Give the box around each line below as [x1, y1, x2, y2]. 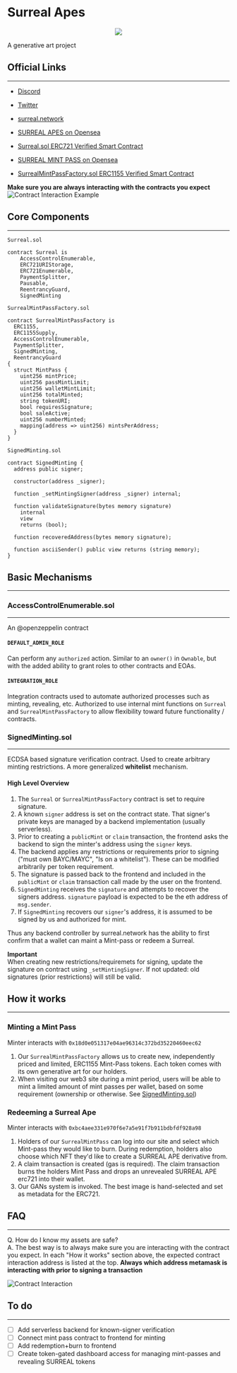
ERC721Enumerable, [20, 267, 74, 275]
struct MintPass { [13, 366, 68, 374]
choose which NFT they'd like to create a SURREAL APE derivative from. [17, 1151, 228, 1161]
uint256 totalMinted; [20, 391, 83, 398]
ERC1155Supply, [13, 329, 59, 336]
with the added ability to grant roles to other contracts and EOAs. [7, 661, 196, 670]
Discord [17, 86, 41, 96]
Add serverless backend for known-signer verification [17, 1325, 175, 1334]
